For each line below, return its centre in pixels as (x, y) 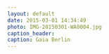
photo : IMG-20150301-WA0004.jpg (54, 27)
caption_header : (31, 33)
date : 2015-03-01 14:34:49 (47, 20)
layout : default (31, 14)
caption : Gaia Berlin (39, 40)
